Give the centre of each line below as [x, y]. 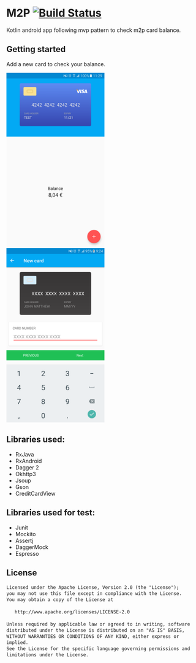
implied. [17, 643]
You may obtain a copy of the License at [60, 600]
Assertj [24, 540]
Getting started [36, 49]
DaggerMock [32, 547]
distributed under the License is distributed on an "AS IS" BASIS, [96, 631]
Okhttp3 [25, 474]
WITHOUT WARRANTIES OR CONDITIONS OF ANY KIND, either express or [93, 637]
